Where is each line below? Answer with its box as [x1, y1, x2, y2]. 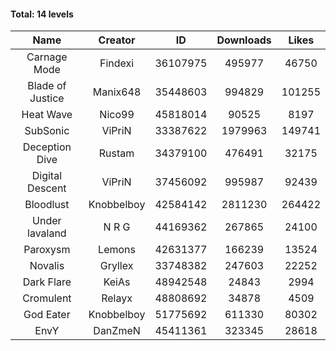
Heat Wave [21, 108, 73, 122]
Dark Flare [22, 275, 72, 289]
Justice [29, 91, 65, 105]
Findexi [99, 56, 135, 70]
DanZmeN [93, 324, 141, 338]
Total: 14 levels [10, 8, 74, 20]
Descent [27, 181, 67, 195]
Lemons [98, 243, 136, 257]
